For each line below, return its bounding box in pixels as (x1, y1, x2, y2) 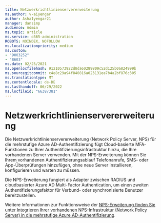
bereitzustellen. (5, 192, 37, 198)
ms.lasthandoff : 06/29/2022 (5, 84, 62, 89)
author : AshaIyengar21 (5, 16, 51, 21)
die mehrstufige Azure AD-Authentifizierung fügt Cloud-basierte (5, 142, 134, 147)
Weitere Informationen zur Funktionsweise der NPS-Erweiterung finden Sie (5, 202, 156, 208)
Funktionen (5, 147, 28, 153)
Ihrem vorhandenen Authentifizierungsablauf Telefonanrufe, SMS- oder (5, 157, 149, 163)
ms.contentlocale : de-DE (5, 80, 56, 84)
